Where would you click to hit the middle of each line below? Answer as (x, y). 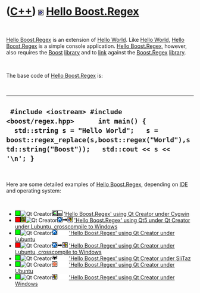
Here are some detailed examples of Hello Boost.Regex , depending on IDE (97, 184)
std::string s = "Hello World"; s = (86, 131)
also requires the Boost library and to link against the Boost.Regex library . (96, 52)
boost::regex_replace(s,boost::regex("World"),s (98, 140)
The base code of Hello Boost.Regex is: (54, 75)
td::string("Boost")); (48, 149)
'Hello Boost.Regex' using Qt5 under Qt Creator (132, 220)
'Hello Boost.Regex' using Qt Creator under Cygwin (126, 213)
